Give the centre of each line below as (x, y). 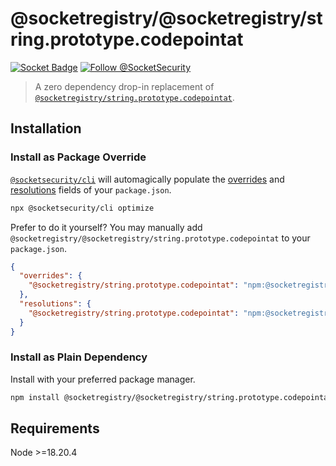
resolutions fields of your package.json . (91, 189)
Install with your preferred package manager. (103, 379)
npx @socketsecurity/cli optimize (82, 208)
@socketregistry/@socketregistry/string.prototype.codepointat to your (160, 238)
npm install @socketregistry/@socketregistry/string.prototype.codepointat (171, 397)
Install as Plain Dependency (79, 357)
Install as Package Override (78, 157)
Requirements (55, 428)
